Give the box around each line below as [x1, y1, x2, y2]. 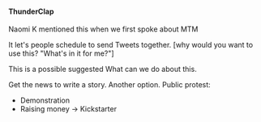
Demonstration [19, 95, 71, 105]
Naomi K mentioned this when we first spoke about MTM [8, 24, 199, 34]
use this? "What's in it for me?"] [8, 48, 115, 58]
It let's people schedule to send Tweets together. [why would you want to [8, 40, 254, 50]
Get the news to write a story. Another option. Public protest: [8, 80, 211, 90]
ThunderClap [8, 6, 54, 16]
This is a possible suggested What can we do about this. [8, 65, 197, 74]
